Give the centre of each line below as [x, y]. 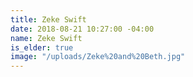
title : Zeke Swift [48, 19]
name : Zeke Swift [46, 38]
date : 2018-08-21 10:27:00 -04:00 [82, 29]
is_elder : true [42, 47]
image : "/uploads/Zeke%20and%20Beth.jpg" [98, 57]
